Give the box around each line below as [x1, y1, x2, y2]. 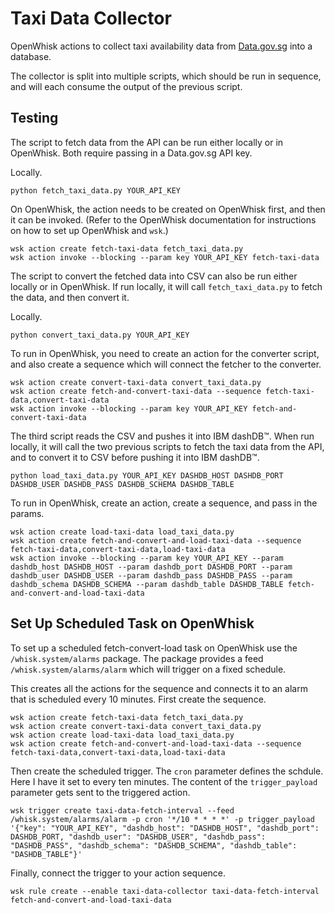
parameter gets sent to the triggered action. [10, 786, 191, 798]
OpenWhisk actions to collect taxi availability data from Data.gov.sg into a [10, 40, 313, 52]
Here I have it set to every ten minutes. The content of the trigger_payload [10, 775, 318, 787]
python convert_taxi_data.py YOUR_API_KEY [10, 330, 190, 340]
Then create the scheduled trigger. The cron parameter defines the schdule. [10, 765, 324, 777]
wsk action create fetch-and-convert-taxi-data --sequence [10, 386, 262, 396]
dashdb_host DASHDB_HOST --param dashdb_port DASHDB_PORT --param [10, 562, 293, 572]
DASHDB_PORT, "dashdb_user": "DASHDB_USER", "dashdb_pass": [10, 832, 267, 842]
